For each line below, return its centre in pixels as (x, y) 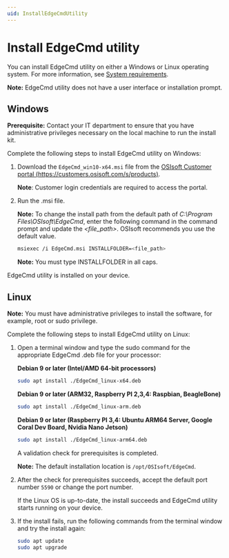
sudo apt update (40, 541)
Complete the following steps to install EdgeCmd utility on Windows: (104, 154)
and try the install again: (51, 528)
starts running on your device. (60, 508)
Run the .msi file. (41, 201)
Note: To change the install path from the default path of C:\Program (114, 214)
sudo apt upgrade (42, 547)
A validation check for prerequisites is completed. (88, 453)
